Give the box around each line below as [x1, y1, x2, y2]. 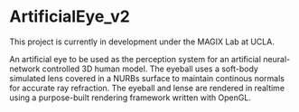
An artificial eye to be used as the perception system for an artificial [9, 53, 262, 64]
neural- [263, 53, 291, 64]
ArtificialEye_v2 [9, 6, 131, 27]
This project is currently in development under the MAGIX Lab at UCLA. [9, 36, 276, 47]
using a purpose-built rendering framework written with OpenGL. [9, 92, 251, 103]
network [9, 63, 41, 74]
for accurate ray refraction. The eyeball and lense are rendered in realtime [9, 82, 285, 93]
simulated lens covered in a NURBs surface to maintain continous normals [9, 72, 285, 83]
